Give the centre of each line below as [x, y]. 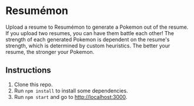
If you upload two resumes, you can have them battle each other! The [90, 33]
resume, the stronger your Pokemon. [50, 52]
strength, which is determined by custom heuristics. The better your [88, 46]
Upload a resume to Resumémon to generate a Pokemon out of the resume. [97, 27]
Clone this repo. [33, 84]
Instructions [28, 71]
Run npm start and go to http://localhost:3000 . [71, 97]
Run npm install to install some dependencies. [71, 90]
